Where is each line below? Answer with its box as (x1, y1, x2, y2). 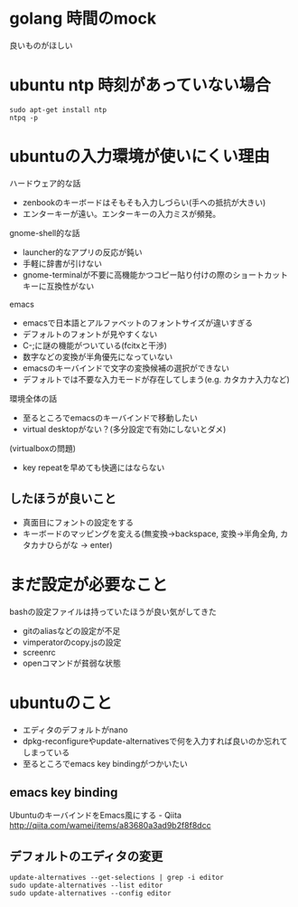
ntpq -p (9, 113, 39, 122)
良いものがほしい (9, 40, 73, 51)
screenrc (22, 647, 56, 657)
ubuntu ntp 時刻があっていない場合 (9, 75, 271, 96)
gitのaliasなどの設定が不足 (22, 625, 121, 636)
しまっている (22, 747, 70, 758)
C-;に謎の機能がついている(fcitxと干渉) (22, 340, 167, 351)
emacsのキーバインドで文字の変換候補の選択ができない (22, 363, 230, 373)
